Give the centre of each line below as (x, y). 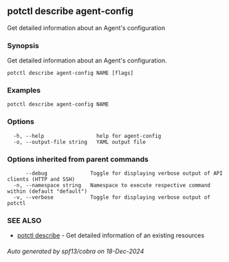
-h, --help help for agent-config (87, 136)
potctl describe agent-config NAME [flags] (70, 73)
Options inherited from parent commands (78, 159)
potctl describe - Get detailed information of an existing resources (111, 235)
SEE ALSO (24, 220)
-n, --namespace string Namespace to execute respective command (112, 185)
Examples (24, 91)
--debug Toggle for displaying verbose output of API (124, 174)
